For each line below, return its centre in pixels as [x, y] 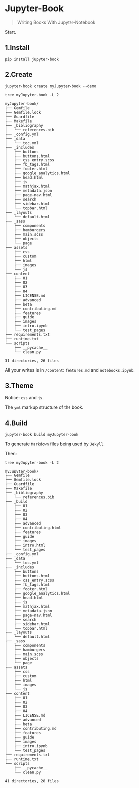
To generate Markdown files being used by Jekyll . [55, 444]
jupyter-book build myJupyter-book [42, 435]
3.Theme [19, 386]
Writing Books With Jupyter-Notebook [56, 22]
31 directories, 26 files [32, 361]
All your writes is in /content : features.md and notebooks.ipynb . [70, 370]
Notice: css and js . [24, 398]
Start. [11, 32]
